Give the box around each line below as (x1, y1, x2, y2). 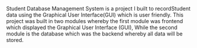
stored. (6, 37, 24, 43)
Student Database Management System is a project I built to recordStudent (6, 5, 191, 12)
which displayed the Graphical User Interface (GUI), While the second (6, 24, 178, 31)
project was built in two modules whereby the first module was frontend (6, 18, 183, 24)
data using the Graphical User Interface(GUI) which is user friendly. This (6, 11, 184, 18)
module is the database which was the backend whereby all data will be (6, 30, 183, 37)
